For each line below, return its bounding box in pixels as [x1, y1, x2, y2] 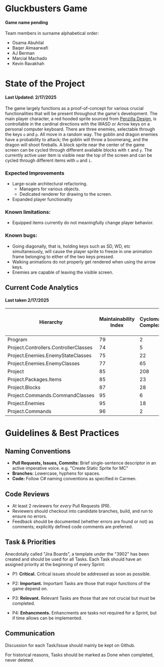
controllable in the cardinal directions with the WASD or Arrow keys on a [5, 121, 150, 127]
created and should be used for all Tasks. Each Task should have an [5, 556, 142, 562]
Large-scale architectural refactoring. [12, 181, 88, 187]
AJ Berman [12, 50, 35, 56]
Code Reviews [5, 490, 50, 498]
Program [7, 336, 28, 343]
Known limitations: [5, 209, 51, 215]
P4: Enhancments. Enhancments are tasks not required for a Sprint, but [12, 610, 157, 616]
